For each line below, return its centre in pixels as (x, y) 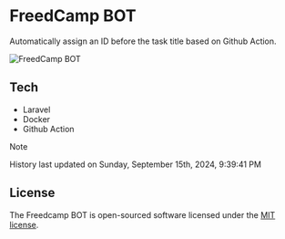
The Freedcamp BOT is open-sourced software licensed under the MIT (142, 214)
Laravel (36, 109)
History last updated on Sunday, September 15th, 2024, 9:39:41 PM (136, 164)
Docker (36, 119)
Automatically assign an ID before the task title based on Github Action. (143, 41)
